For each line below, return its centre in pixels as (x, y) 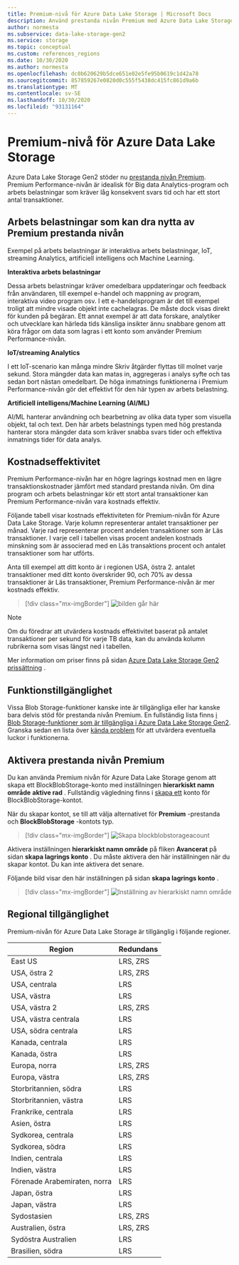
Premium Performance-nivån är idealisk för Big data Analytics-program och (118, 184)
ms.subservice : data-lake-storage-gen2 (67, 34)
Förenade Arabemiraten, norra (62, 1181)
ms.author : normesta (38, 67)
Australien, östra (38, 1227)
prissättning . (27, 668)
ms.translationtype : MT (43, 87)
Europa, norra (34, 1065)
